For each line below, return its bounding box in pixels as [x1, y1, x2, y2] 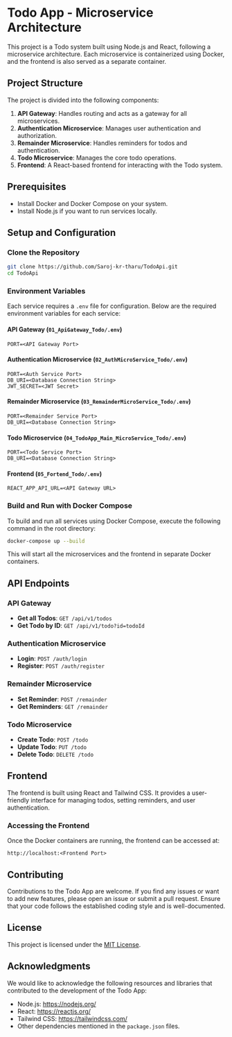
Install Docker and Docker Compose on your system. [17, 199, 168, 207]
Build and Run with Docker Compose [7, 501, 133, 511]
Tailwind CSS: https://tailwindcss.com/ [17, 1014, 128, 1022]
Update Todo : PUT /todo [17, 743, 87, 751]
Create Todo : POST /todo [17, 735, 89, 744]
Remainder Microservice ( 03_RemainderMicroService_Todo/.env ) [7, 397, 192, 406]
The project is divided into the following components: [7, 96, 159, 104]
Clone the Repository [7, 248, 80, 257]
